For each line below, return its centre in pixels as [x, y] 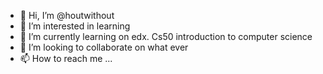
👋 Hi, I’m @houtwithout [67, 15]
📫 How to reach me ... [66, 58]
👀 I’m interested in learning [75, 26]
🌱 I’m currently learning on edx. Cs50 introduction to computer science [166, 36]
